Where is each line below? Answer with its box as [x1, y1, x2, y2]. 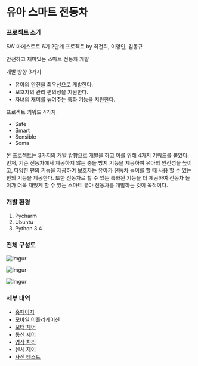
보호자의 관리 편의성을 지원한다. [14, 88, 88, 96]
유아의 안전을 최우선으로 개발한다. [14, 81, 94, 88]
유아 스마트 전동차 [6, 5, 88, 19]
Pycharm [14, 212, 38, 219]
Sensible [14, 133, 37, 140]
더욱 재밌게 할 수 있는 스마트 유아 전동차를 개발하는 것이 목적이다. [17, 182, 168, 189]
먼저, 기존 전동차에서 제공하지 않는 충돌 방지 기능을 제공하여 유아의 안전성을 [6, 159, 181, 167]
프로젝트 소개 [6, 28, 42, 36]
